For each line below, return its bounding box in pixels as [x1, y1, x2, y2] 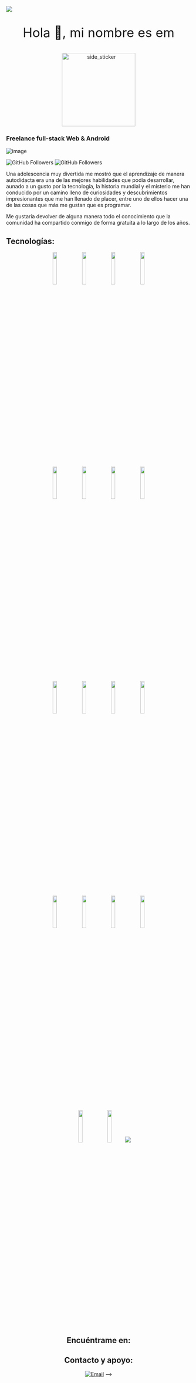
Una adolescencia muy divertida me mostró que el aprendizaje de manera [6, 170, 185, 178]
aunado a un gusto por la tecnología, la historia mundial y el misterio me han [6, 183, 191, 190]
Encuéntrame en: [66, 1335, 131, 1345]
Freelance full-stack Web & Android [6, 134, 110, 143]
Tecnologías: [6, 236, 55, 246]
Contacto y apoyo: [64, 1355, 133, 1365]
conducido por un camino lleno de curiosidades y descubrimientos [6, 189, 168, 196]
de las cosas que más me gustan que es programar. [6, 202, 131, 209]
